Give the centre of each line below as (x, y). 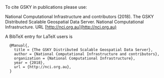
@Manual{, (19, 46)
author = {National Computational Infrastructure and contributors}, (87, 54)
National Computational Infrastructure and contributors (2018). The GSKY (80, 16)
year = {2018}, (30, 63)
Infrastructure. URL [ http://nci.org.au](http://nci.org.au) (61, 27)
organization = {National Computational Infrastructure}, (75, 58)
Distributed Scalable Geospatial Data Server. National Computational (75, 22)
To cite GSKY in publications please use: (46, 7)
